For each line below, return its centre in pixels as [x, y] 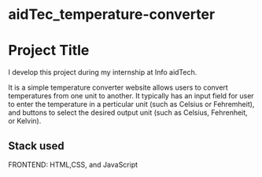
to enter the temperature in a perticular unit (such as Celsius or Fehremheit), [131, 105]
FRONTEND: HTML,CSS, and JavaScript [73, 164]
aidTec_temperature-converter [112, 15]
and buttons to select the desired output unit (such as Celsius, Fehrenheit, [128, 112]
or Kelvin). [25, 121]
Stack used [36, 146]
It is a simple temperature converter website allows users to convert [118, 87]
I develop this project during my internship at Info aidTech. [103, 72]
